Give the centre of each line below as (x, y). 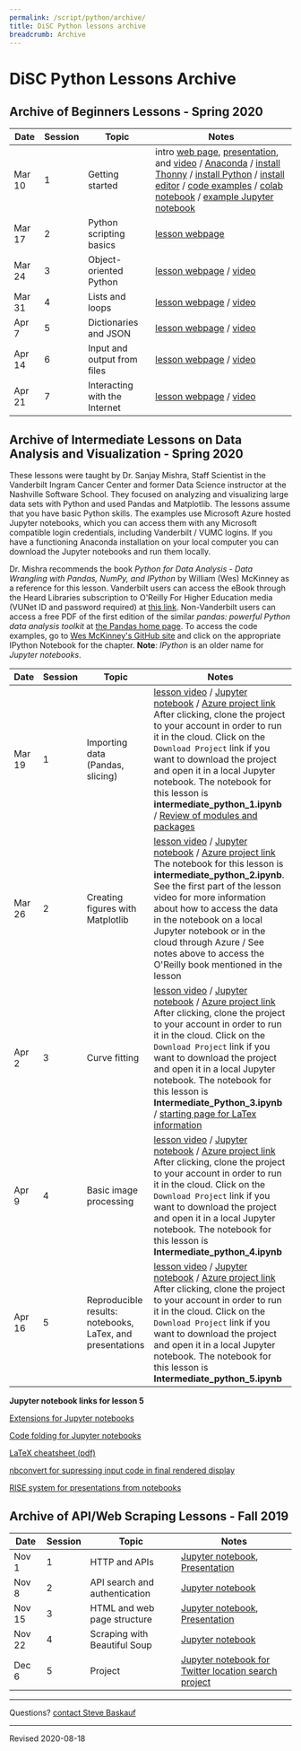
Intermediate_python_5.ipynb (218, 1379)
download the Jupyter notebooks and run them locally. (110, 552)
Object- (105, 259)
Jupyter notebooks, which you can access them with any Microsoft (133, 523)
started (103, 186)
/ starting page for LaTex (205, 1114)
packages (174, 827)
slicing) (102, 776)
